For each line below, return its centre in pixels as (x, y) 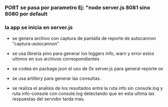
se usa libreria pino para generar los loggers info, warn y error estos (83, 54)
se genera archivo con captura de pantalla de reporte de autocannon (84, 38)
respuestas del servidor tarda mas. (48, 99)
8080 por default (26, 14)
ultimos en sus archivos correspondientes (56, 59)
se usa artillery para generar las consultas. (56, 78)
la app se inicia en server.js (39, 27)
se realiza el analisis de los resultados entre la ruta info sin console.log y (87, 88)
